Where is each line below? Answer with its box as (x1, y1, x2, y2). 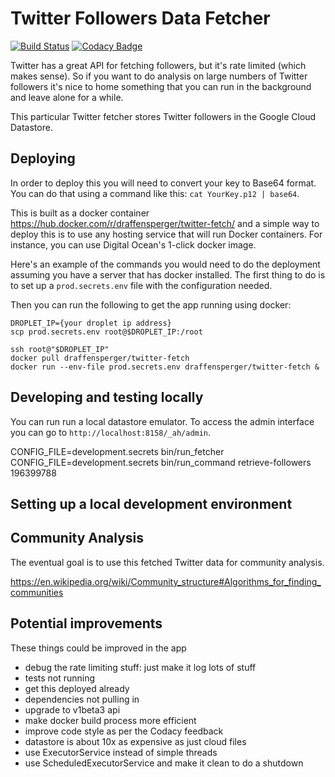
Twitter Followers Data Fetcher (10, 7, 271, 30)
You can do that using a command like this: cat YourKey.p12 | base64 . (10, 187, 300, 199)
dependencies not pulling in (24, 693, 140, 705)
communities (10, 586, 64, 598)
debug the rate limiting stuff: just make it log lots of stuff (24, 661, 257, 673)
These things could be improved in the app (10, 642, 187, 654)
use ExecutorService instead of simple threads (24, 746, 218, 758)
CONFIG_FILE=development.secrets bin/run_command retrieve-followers (10, 456, 312, 468)
